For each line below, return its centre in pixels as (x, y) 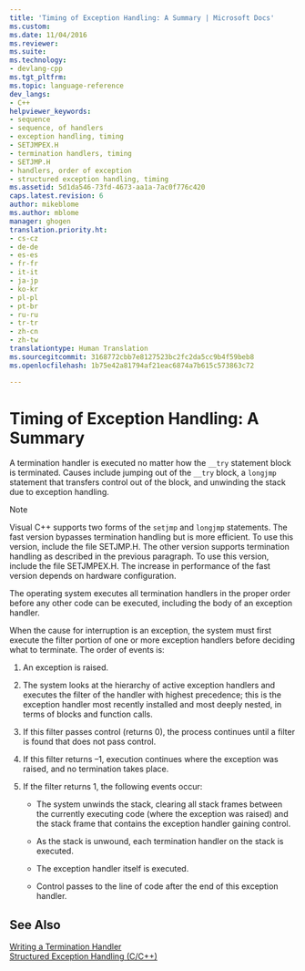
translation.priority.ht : (58, 230)
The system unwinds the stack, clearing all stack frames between (159, 804)
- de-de (24, 247)
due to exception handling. (59, 492)
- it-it (24, 273)
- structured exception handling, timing (89, 179)
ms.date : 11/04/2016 (49, 35)
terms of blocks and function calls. (87, 714)
